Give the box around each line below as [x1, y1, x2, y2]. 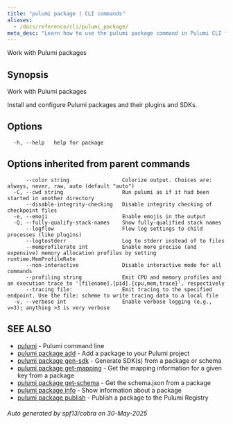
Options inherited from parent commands [7, 158, 191, 170]
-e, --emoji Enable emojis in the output [13, 213, 207, 220]
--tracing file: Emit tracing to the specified [25, 286, 213, 293]
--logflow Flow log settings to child [25, 225, 203, 232]
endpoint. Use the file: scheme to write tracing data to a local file [7, 292, 218, 299]
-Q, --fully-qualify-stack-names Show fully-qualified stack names [13, 219, 222, 226]
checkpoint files [7, 206, 58, 214]
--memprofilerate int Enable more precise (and [25, 243, 197, 250]
